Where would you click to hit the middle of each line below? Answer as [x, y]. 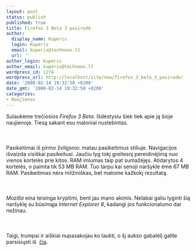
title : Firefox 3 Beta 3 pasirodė [49, 28]
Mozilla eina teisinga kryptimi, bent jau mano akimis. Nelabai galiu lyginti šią [98, 198]
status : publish [26, 17]
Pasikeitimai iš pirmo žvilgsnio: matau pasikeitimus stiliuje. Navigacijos [92, 148]
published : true [26, 22]
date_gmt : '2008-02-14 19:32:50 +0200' [55, 89]
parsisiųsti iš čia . [27, 242]
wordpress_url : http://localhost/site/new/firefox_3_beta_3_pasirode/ [95, 77]
